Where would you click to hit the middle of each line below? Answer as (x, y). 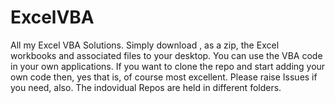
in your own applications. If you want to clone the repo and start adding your (168, 66)
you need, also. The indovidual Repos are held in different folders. (146, 87)
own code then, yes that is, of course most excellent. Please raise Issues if (164, 77)
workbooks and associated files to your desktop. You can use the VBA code (166, 55)
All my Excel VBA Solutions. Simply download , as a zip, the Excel (145, 45)
